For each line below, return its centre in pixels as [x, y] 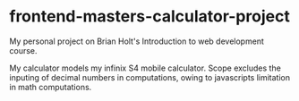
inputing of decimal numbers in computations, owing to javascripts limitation [150, 77]
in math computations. [51, 87]
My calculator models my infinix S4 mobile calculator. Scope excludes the [145, 68]
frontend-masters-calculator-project [150, 17]
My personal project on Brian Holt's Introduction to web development [137, 41]
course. [23, 50]
